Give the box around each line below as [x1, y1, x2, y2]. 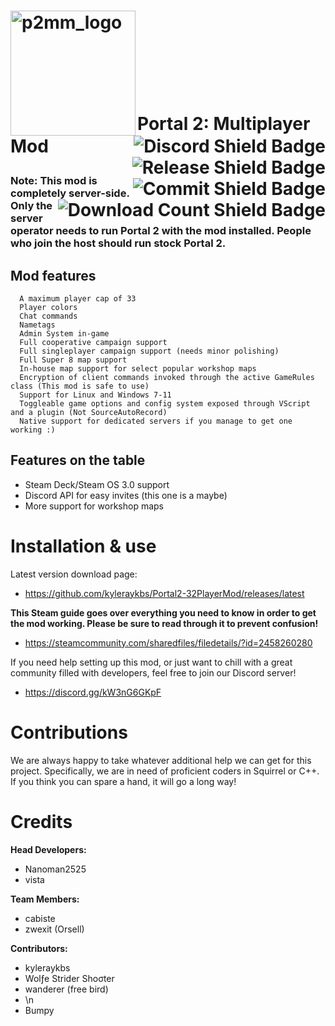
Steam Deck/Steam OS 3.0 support [24, 478, 170, 490]
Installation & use [10, 535, 157, 557]
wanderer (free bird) [24, 983, 109, 995]
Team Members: [10, 893, 80, 905]
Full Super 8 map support [19, 355, 128, 365]
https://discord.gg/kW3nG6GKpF [24, 686, 162, 698]
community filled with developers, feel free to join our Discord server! [10, 666, 297, 679]
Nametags [19, 320, 56, 330]
